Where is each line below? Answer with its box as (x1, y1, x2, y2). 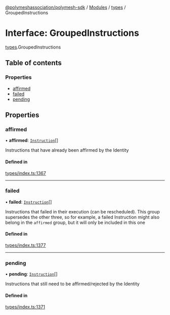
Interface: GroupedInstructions (5, 27, 139, 39)
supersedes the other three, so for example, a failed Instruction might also (5, 214, 160, 220)
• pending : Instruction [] (5, 271, 58, 277)
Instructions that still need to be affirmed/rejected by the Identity (5, 281, 140, 287)
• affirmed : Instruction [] (5, 138, 59, 144)
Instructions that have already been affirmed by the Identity (5, 147, 129, 153)
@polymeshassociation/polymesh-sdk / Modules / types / (5, 5, 126, 10)
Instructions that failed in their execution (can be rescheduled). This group (5, 208, 160, 214)
